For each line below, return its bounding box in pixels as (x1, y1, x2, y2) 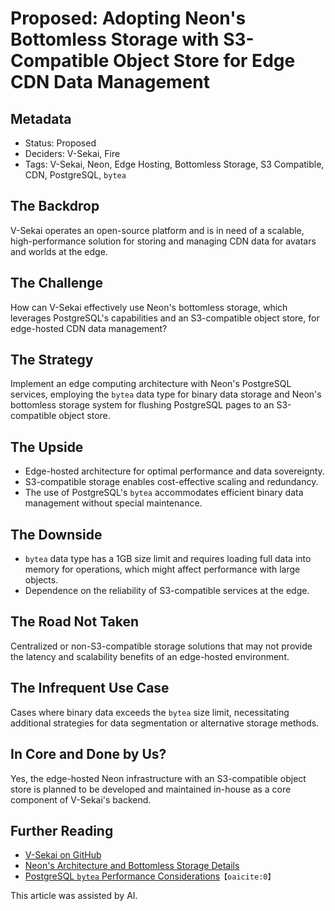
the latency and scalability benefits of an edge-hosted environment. (10, 650, 290, 662)
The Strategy (10, 352, 94, 369)
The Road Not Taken (10, 613, 140, 631)
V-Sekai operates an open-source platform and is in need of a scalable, (10, 224, 305, 236)
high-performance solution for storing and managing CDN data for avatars (10, 235, 317, 247)
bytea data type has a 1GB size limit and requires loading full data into (24, 553, 312, 565)
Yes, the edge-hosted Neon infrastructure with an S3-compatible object (10, 772, 307, 784)
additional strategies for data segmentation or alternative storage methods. (10, 717, 320, 729)
